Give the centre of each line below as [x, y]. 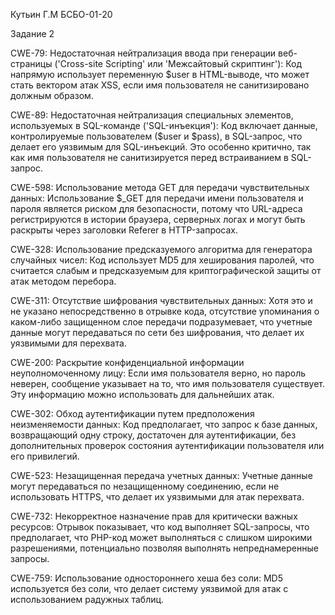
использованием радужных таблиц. [87, 599]
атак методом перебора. [63, 281]
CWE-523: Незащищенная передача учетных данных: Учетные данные [161, 475]
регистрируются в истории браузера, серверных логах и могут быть [158, 219]
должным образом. [52, 95]
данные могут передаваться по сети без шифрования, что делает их [157, 332]
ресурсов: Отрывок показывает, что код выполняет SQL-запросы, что [160, 527]
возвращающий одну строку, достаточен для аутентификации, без [153, 435]
